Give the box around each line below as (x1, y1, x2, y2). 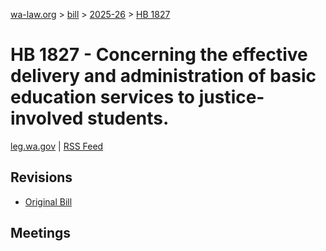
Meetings (10, 225, 72, 242)
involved (10, 107, 84, 130)
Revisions (10, 169, 73, 186)
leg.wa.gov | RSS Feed (10, 140, 104, 152)
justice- (198, 86, 265, 109)
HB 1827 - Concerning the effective (10, 44, 308, 66)
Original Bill (24, 195, 73, 208)
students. (87, 107, 170, 130)
